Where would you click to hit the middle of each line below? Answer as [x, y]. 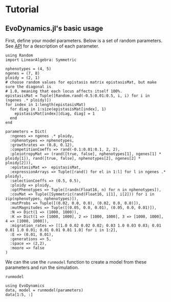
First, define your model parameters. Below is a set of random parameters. [84, 40]
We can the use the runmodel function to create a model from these [76, 262]
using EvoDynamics [25, 286]
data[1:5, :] [19, 295]
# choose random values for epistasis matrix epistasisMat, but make [81, 82]
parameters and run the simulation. [42, 267]
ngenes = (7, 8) [23, 73]
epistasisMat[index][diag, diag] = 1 [55, 114]
